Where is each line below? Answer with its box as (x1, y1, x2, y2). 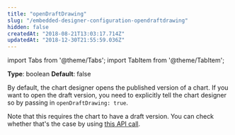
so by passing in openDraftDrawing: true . (7, 98, 129, 107)
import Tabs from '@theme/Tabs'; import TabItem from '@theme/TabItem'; (7, 56, 225, 64)
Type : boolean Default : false (7, 70, 91, 78)
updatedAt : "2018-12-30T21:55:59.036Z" (7, 37, 125, 44)
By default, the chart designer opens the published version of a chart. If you (7, 83, 229, 92)
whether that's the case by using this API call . (7, 119, 141, 128)
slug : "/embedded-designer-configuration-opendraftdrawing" (7, 17, 189, 24)
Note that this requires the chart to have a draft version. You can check (7, 112, 214, 121)
